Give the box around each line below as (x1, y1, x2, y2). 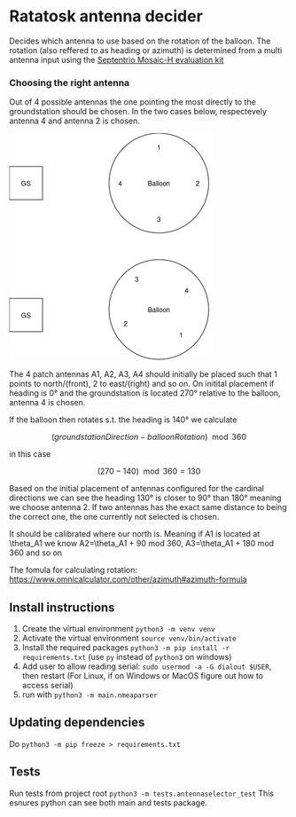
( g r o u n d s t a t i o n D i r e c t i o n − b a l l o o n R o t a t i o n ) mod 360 (51, 432, 246, 443)
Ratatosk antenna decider (9, 6, 204, 27)
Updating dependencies (9, 715, 145, 730)
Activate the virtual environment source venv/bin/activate (21, 632, 237, 644)
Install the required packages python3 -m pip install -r (21, 642, 230, 653)
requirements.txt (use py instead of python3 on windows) (21, 652, 232, 663)
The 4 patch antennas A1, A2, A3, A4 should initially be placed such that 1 (9, 369, 277, 380)
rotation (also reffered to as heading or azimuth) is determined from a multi (9, 44, 283, 55)
